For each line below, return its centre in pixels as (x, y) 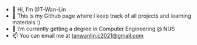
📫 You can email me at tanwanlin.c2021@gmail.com (78, 36)
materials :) (26, 22)
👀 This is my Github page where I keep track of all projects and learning (102, 16)
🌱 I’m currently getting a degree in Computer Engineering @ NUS (93, 29)
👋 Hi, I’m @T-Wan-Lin (39, 9)
